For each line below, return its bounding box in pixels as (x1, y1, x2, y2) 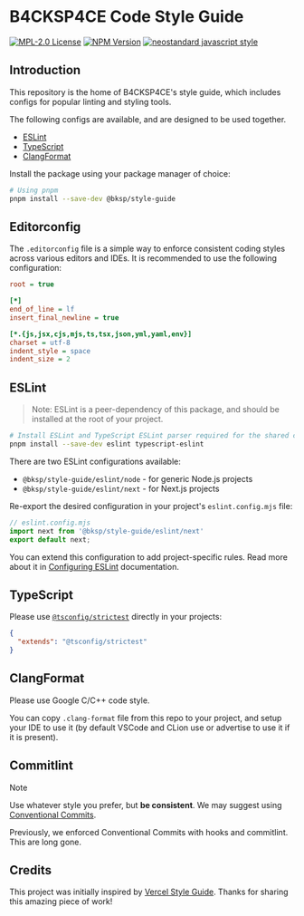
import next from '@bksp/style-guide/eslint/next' (9, 526, 204, 535)
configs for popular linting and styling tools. (9, 96, 172, 107)
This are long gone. (9, 836, 82, 847)
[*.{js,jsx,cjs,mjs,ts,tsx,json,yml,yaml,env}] (9, 329, 193, 339)
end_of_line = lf (9, 305, 75, 314)
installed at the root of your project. (31, 414, 164, 425)
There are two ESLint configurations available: (9, 456, 181, 467)
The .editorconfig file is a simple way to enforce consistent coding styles (9, 243, 286, 255)
